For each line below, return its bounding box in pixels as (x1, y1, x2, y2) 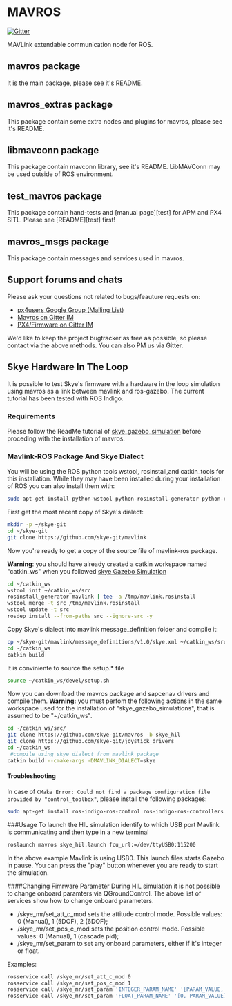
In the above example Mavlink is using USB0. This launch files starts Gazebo (7, 853, 224, 862)
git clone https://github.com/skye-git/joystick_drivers (7, 738, 175, 745)
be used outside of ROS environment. (7, 170, 114, 178)
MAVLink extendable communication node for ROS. (7, 40, 153, 48)
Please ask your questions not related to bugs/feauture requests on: (7, 292, 201, 300)
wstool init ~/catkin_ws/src (7, 587, 91, 594)
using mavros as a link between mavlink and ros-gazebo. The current (7, 387, 205, 395)
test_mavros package (7, 190, 102, 202)
